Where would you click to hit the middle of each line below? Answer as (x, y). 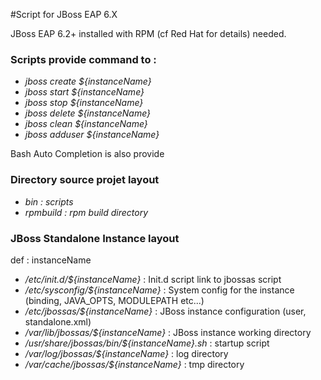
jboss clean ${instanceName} (86, 124)
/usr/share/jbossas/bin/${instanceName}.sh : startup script (147, 343)
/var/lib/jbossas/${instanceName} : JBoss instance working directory (168, 332)
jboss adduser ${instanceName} (92, 135)
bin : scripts (49, 201)
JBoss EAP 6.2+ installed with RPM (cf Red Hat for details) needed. (148, 33)
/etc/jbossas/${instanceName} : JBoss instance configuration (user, (165, 311)
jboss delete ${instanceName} (88, 113)
